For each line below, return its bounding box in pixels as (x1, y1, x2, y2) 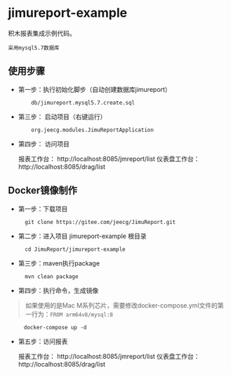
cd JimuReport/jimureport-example (25, 246, 126, 253)
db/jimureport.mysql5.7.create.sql (31, 99, 136, 106)
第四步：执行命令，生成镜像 (18, 286, 99, 294)
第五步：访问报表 (18, 337, 68, 346)
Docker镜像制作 (8, 185, 78, 197)
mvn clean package (25, 272, 79, 280)
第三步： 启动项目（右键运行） (18, 112, 107, 121)
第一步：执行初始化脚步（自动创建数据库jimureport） (18, 85, 171, 93)
